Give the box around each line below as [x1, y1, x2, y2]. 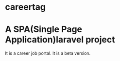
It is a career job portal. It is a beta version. [5, 50, 91, 56]
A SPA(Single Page [5, 24, 83, 35]
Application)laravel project [5, 34, 115, 45]
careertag [5, 1, 46, 13]
